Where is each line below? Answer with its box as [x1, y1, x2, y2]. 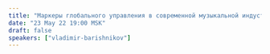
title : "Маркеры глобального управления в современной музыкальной [8, 11, 239, 20]
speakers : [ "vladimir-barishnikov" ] [8, 33, 131, 42]
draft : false [8, 26, 52, 34]
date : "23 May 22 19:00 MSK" [8, 19, 106, 27]
